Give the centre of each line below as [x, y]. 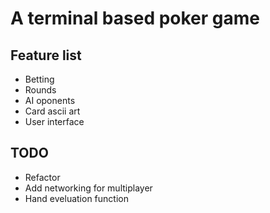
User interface [54, 121]
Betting [39, 79]
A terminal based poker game [135, 18]
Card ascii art [52, 111]
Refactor [42, 177]
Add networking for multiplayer [88, 188]
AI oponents [50, 100]
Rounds [40, 90]
